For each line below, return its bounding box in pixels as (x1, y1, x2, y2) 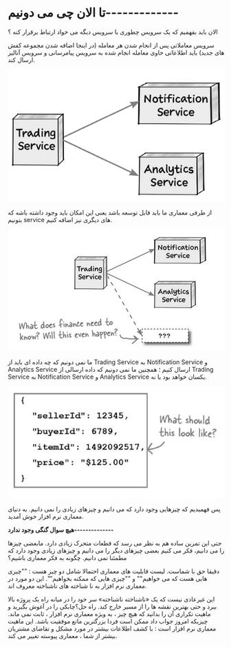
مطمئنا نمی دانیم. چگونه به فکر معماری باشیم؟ (8, 554, 127, 562)
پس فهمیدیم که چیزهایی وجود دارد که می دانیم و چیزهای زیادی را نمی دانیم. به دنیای (8, 505, 221, 513)
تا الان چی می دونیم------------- (8, 5, 179, 21)
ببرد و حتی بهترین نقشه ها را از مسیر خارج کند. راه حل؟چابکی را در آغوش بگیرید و (8, 602, 217, 611)
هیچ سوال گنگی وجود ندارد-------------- (8, 526, 114, 534)
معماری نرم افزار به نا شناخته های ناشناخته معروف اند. (8, 581, 147, 590)
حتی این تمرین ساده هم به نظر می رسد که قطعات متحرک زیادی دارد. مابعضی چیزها (8, 539, 222, 548)
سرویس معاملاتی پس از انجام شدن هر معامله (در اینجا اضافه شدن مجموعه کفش (8, 41, 215, 49)
